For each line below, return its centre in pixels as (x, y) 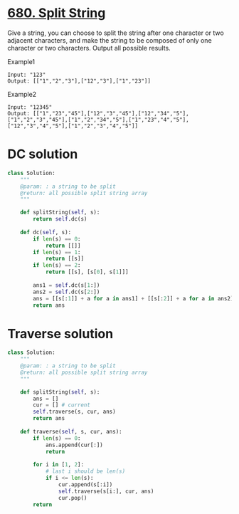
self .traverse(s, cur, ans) (74, 412)
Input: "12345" (30, 107)
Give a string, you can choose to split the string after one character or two (116, 33)
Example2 (22, 94)
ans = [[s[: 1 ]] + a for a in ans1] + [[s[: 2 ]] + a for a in (124, 298)
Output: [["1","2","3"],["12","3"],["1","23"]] (79, 81)
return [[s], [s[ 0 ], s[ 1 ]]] (87, 272)
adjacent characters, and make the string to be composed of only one (110, 40)
